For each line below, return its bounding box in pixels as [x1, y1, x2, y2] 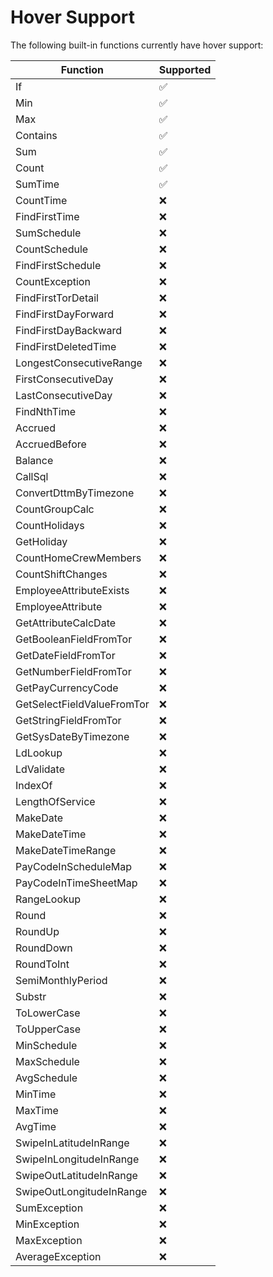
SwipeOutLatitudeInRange [15, 1168, 138, 1182]
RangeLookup [15, 892, 82, 906]
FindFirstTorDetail [15, 291, 99, 305]
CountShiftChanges [15, 567, 108, 581]
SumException [15, 1201, 84, 1215]
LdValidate [15, 762, 65, 776]
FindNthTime [15, 404, 77, 418]
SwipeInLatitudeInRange [15, 1136, 130, 1150]
